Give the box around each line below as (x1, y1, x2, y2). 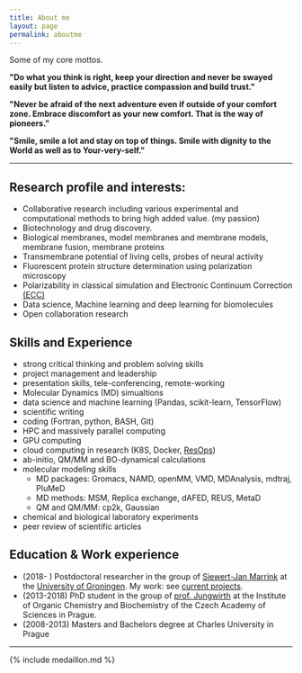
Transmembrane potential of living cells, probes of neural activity (22, 251, 263, 262)
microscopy (22, 271, 67, 282)
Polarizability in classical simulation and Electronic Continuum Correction (22, 280, 293, 291)
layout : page (9, 22, 58, 31)
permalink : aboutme (9, 30, 83, 39)
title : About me (9, 13, 70, 22)
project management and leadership (22, 368, 157, 379)
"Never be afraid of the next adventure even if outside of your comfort (9, 99, 277, 110)
